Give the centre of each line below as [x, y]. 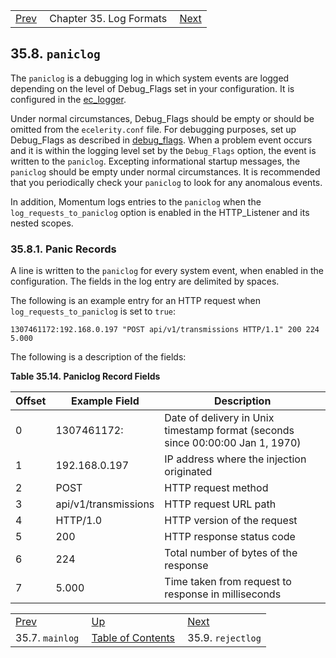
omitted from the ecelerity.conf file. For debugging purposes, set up [153, 129]
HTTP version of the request [231, 521]
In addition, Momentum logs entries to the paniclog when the [136, 201]
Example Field [105, 401]
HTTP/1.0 [79, 521]
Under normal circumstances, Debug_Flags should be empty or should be [162, 118]
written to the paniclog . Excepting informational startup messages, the [155, 161]
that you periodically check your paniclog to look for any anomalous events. [166, 182]
